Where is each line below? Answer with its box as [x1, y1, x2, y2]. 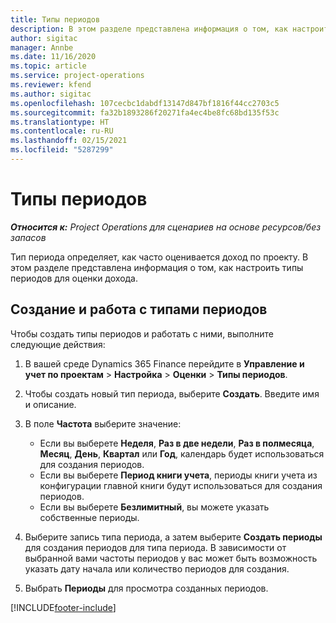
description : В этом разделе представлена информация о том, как [10, 24, 288, 34]
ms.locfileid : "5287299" [10, 145, 114, 155]
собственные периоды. [39, 511, 140, 523]
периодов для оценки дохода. [10, 272, 139, 284]
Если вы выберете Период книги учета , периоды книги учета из [39, 469, 318, 481]
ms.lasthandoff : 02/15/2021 [10, 136, 128, 146]
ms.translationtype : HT [10, 117, 110, 127]
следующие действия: [10, 338, 106, 350]
